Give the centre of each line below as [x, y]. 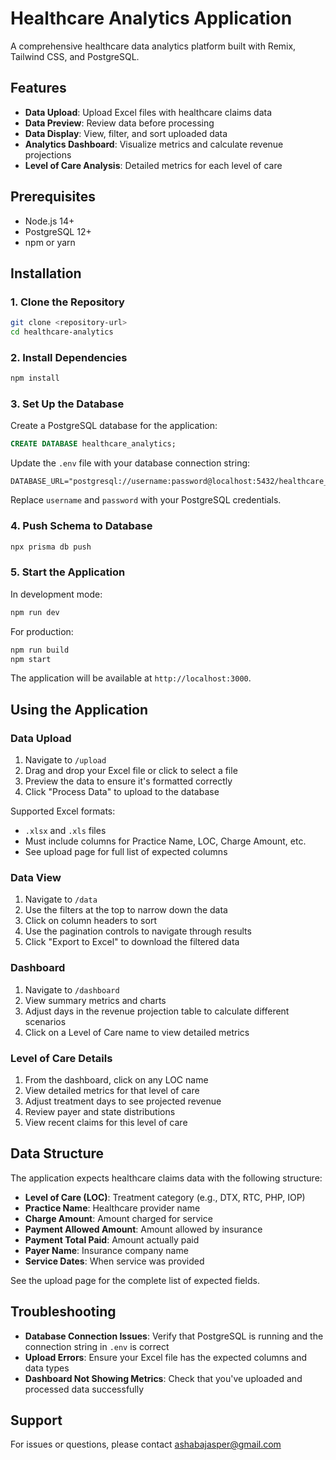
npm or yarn [50, 242]
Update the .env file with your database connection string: [130, 463]
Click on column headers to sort [90, 921]
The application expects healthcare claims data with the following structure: [166, 1178]
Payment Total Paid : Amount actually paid [112, 1239]
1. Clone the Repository [67, 302]
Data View [36, 878]
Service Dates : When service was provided [114, 1261]
